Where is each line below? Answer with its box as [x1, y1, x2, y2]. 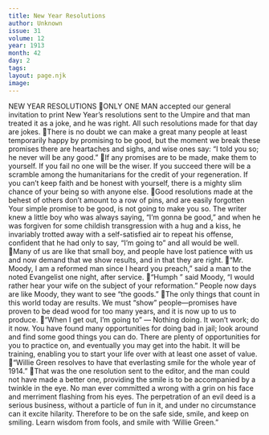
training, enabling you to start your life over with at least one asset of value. [8, 349, 258, 359]
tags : [8, 64, 26, 72]
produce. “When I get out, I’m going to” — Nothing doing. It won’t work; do [8, 314, 259, 324]
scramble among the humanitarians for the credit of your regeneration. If [8, 170, 249, 179]
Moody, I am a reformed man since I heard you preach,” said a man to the [8, 263, 251, 273]
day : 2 [8, 57, 31, 65]
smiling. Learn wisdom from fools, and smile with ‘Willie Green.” [8, 417, 219, 427]
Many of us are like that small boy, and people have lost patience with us [13, 246, 253, 256]
